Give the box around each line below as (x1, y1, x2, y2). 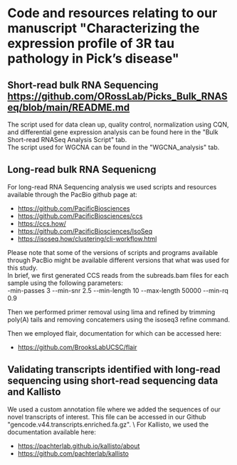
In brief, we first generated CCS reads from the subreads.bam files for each (7, 271, 229, 279)
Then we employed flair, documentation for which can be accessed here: (7, 329, 222, 337)
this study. (7, 263, 38, 272)
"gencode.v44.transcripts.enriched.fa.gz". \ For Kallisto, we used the (7, 420, 209, 429)
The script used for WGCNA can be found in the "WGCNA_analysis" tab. (7, 143, 220, 151)
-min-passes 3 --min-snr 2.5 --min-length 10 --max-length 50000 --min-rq (7, 286, 229, 294)
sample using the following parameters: (7, 279, 123, 287)
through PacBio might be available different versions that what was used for (7, 256, 230, 264)
